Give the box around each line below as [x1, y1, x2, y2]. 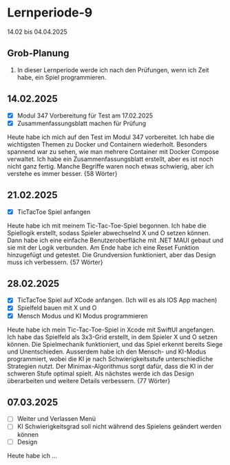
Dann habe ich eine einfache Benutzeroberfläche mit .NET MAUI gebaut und [7, 236, 224, 244]
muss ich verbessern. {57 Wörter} [7, 258, 103, 266]
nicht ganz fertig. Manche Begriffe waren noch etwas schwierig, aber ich [7, 162, 214, 170]
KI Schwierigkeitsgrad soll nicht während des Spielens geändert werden [17, 422, 222, 431]
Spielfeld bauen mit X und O [17, 304, 97, 312]
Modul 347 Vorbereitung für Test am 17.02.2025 [17, 111, 154, 120]
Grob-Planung [7, 47, 70, 59]
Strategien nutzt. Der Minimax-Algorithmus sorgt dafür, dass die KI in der [7, 362, 214, 370]
